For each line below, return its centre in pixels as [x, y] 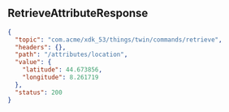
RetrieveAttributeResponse [78, 13]
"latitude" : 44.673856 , [63, 70]
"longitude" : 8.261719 [60, 78]
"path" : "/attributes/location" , [71, 55]
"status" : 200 [39, 93]
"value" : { [33, 62]
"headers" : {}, [41, 47]
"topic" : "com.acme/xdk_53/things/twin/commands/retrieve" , [119, 40]
